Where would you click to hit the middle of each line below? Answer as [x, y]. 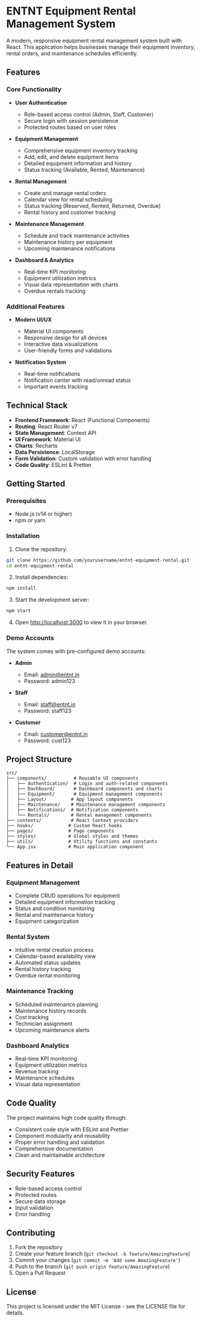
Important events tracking [56, 386]
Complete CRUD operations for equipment [67, 896]
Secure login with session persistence [71, 120]
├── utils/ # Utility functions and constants [82, 842]
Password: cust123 [47, 740]
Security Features [41, 1174]
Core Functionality [34, 90]
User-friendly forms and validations [68, 350]
